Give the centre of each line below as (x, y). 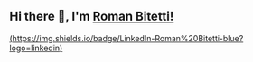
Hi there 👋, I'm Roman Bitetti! (92, 17)
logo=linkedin (35, 48)
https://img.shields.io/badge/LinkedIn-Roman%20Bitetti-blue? (128, 38)
